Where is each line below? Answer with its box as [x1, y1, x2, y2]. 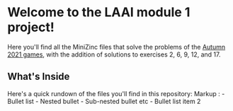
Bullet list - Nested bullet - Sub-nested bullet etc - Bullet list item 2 [7, 97, 201, 105]
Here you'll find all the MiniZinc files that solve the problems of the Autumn [7, 42, 226, 51]
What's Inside [7, 71, 70, 83]
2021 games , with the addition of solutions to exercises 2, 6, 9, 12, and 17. [7, 50, 221, 59]
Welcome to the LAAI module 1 [7, 4, 191, 21]
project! [7, 19, 55, 35]
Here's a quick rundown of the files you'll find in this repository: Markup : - [7, 89, 225, 98]
